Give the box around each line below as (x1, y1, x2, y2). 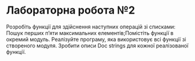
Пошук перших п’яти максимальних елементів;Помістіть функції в (6, 29, 174, 36)
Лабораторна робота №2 (6, 4, 135, 17)
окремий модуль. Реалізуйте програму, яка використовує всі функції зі (6, 36, 186, 43)
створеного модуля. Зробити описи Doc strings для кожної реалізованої (6, 42, 189, 49)
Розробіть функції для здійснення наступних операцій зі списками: (6, 23, 176, 30)
